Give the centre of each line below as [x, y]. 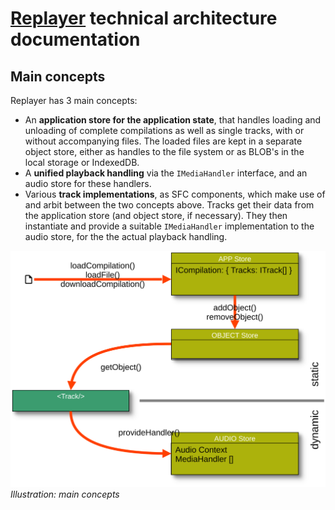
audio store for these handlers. [88, 183]
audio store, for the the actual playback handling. [126, 236]
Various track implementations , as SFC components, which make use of [175, 194]
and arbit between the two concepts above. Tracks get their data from [169, 205]
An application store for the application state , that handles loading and [173, 120]
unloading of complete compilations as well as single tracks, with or [164, 130]
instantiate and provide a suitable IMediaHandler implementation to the [169, 226]
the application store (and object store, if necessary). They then [156, 215]
